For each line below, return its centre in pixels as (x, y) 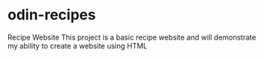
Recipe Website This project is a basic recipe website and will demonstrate (132, 37)
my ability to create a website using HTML (78, 45)
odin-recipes (52, 15)
